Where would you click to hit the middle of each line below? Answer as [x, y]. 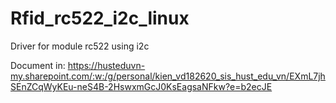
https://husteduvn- [106, 65]
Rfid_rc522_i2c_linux [100, 18]
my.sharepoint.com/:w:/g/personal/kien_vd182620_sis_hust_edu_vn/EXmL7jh [168, 76]
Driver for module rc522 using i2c [80, 46]
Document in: [38, 65]
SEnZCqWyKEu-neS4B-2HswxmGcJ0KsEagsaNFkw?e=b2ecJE [141, 86]
